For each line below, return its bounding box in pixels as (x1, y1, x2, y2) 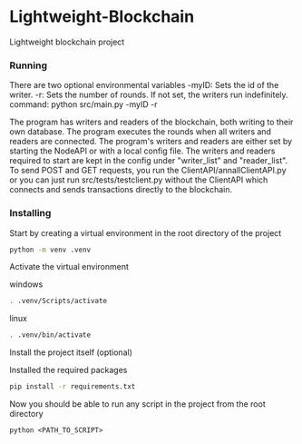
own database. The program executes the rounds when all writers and (9, 126, 272, 137)
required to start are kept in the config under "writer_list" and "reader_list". (9, 155, 288, 166)
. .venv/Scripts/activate (9, 297, 107, 306)
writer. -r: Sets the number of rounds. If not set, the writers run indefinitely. (9, 89, 288, 101)
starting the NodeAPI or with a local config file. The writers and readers (9, 145, 276, 156)
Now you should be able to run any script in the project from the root (9, 399, 266, 409)
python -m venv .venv (9, 245, 92, 254)
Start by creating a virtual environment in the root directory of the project (9, 227, 282, 238)
